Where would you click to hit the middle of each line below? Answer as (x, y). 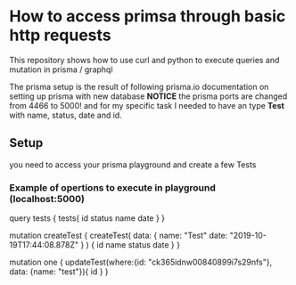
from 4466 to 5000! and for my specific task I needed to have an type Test (147, 105)
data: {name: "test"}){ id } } (59, 272)
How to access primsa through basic (148, 16)
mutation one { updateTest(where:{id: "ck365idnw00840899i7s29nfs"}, (141, 262)
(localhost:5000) (47, 199)
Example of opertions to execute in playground (113, 187)
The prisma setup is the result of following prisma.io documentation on (139, 86)
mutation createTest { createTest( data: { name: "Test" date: (119, 236)
